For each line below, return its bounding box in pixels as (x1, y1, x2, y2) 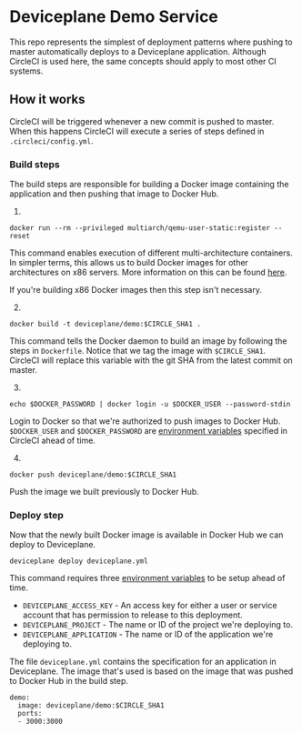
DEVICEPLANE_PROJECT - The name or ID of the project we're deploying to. (22, 619, 294, 630)
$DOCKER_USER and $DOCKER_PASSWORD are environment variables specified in (9, 426, 288, 437)
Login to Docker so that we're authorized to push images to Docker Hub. (9, 416, 281, 427)
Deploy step (9, 508, 64, 521)
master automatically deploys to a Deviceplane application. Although (9, 45, 267, 56)
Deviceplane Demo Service (9, 6, 218, 27)
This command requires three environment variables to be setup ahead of (9, 573, 286, 584)
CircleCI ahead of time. (9, 435, 96, 447)
